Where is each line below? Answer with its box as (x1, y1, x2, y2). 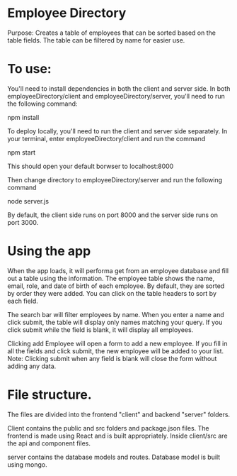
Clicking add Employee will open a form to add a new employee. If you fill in (7, 339, 228, 348)
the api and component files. (7, 438, 91, 448)
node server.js (7, 197, 50, 205)
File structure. (7, 387, 92, 402)
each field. (7, 297, 39, 305)
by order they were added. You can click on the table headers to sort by (7, 289, 217, 297)
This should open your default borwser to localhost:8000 (7, 162, 174, 170)
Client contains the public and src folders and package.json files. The (7, 424, 209, 432)
